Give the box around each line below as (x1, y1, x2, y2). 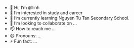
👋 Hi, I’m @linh (9, 5, 40, 10)
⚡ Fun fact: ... (9, 38, 37, 44)
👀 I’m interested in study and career (9, 10, 83, 16)
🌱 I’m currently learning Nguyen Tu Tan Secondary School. (9, 15, 130, 21)
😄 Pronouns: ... (9, 33, 42, 39)
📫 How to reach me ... (9, 26, 56, 31)
